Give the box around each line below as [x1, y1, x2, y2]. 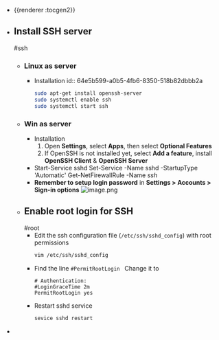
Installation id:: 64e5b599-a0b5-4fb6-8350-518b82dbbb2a [34, 77, 203, 85]
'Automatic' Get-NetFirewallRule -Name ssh [34, 171, 158, 179]
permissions [34, 238, 69, 247]
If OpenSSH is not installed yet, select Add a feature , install [44, 149, 213, 157]
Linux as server [23, 61, 77, 71]
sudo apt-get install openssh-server [34, 90, 142, 97]
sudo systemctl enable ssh [34, 96, 112, 103]
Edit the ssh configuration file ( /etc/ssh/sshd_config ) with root [34, 231, 211, 239]
